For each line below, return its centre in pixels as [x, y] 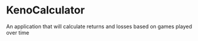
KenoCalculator [45, 10]
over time [18, 32]
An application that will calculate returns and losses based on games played [99, 26]
